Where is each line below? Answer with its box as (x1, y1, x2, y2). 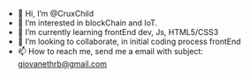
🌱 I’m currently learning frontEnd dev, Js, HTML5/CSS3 (17, 27, 219, 37)
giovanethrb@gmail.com (17, 59, 108, 69)
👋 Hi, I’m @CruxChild (17, 9, 95, 18)
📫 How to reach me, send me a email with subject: (17, 46, 203, 56)
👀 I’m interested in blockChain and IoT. (17, 18, 158, 28)
